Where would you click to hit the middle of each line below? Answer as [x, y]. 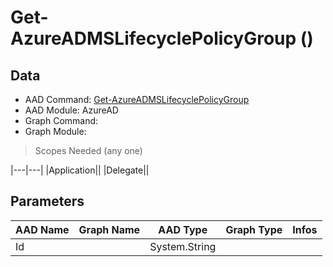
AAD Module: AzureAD [71, 110]
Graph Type [254, 229]
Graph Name [109, 229]
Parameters [47, 201]
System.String [183, 246]
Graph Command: [61, 120]
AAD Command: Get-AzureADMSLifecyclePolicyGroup [137, 99]
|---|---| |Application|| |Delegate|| [80, 170]
